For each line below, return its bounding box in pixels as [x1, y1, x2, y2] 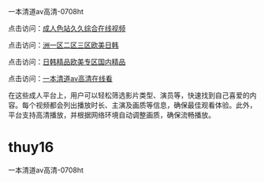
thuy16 [8, 139, 54, 156]
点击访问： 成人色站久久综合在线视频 [8, 24, 126, 33]
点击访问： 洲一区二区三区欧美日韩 [8, 40, 119, 50]
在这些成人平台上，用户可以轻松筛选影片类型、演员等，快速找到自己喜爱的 [8, 91, 250, 100]
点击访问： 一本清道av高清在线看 [8, 74, 113, 83]
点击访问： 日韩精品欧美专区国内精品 [8, 58, 126, 66]
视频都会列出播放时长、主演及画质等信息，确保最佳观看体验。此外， [35, 101, 257, 110]
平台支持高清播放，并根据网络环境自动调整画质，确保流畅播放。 [8, 110, 215, 120]
